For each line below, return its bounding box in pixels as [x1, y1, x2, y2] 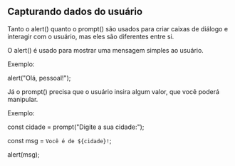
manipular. [7, 95, 38, 103]
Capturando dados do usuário [7, 6, 143, 18]
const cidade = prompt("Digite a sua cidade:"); [7, 123, 145, 131]
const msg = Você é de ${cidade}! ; [7, 136, 112, 145]
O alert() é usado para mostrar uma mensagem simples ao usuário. [7, 46, 204, 54]
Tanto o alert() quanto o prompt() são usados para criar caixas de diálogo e [7, 24, 229, 33]
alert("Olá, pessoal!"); [7, 73, 71, 82]
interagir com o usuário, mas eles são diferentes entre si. [7, 32, 174, 41]
